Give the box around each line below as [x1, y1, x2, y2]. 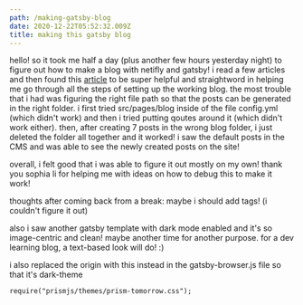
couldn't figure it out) [9, 205, 89, 216]
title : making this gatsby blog [9, 30, 131, 39]
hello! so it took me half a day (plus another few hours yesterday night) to [9, 55, 282, 66]
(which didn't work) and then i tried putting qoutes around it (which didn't [9, 112, 283, 123]
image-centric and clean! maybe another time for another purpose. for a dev [9, 233, 294, 243]
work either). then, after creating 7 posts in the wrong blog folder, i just [9, 122, 273, 133]
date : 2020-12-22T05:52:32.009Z [9, 22, 131, 31]
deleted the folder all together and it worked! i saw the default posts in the [9, 132, 285, 143]
